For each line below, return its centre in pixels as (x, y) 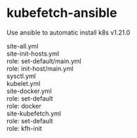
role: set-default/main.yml (44, 61)
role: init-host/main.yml (40, 68)
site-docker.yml (29, 91)
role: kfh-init (25, 128)
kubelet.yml (24, 83)
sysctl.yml (21, 76)
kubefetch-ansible (62, 13)
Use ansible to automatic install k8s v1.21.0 (68, 32)
